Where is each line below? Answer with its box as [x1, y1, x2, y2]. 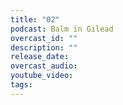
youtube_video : [10, 71, 74, 81]
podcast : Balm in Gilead [10, 24, 114, 34]
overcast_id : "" [10, 33, 78, 43]
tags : [10, 80, 33, 90]
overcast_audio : [10, 61, 78, 71]
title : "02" [10, 14, 60, 25]
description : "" [10, 42, 78, 53]
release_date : [10, 52, 70, 62]
